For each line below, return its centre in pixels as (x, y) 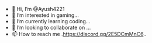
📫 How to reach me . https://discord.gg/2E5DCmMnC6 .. (79, 34)
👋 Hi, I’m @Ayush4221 (38, 9)
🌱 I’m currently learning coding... (51, 21)
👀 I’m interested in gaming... (45, 15)
